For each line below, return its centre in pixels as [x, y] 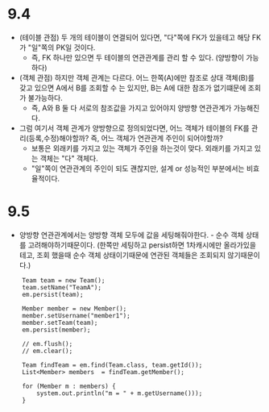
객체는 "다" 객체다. [69, 158]
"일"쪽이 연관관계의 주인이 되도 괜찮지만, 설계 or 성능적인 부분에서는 [138, 168]
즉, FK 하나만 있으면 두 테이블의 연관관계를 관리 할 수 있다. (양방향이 [138, 57]
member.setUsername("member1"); [76, 315]
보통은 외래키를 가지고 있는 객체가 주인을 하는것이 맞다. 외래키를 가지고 [142, 148]
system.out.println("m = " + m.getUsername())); [120, 393]
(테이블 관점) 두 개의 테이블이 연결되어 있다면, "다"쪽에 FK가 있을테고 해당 [134, 37]
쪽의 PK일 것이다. [68, 47]
